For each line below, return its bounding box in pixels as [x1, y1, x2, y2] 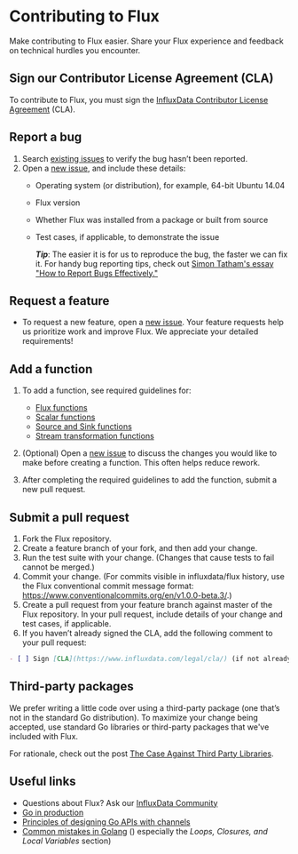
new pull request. [21, 484, 86, 495]
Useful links [9, 774, 77, 789]
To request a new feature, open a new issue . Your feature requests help [21, 317, 284, 328]
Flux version [35, 197, 81, 208]
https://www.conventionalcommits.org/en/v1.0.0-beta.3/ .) [21, 590, 232, 601]
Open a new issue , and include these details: [21, 163, 186, 173]
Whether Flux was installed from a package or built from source [35, 214, 269, 225]
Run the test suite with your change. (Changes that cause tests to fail [21, 553, 275, 563]
